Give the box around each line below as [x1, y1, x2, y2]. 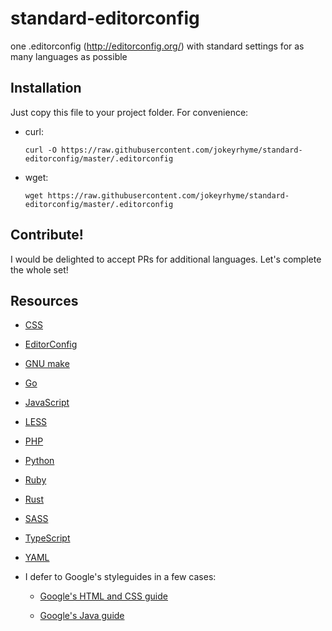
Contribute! [10, 227, 84, 244]
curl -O [24, 145, 57, 155]
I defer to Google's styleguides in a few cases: [24, 571, 217, 583]
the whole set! [10, 263, 69, 276]
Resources [10, 292, 79, 309]
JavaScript [24, 397, 70, 409]
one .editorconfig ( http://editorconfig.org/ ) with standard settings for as [10, 40, 305, 52]
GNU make [24, 358, 70, 370]
